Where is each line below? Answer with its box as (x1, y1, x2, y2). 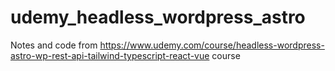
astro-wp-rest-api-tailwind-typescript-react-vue (10, 49, 210, 61)
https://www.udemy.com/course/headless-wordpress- (99, 39, 325, 51)
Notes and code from (10, 39, 98, 51)
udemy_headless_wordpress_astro (10, 6, 306, 29)
